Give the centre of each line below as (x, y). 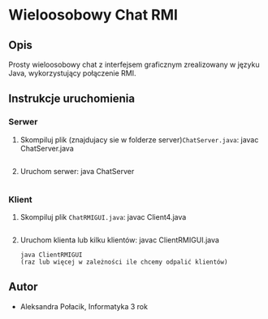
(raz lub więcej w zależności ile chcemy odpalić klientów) (124, 262)
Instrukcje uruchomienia (72, 99)
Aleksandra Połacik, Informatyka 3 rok (84, 306)
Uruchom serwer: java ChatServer (77, 171)
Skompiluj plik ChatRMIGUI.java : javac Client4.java (103, 216)
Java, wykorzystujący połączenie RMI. (72, 73)
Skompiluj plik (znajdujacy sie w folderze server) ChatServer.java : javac (139, 139)
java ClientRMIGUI (51, 255)
